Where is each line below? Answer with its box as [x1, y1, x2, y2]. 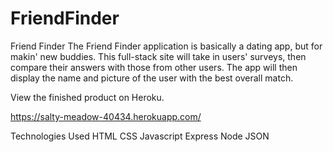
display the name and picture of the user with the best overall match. [10, 72, 294, 84]
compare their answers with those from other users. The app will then [10, 61, 298, 73]
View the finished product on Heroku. [10, 91, 165, 103]
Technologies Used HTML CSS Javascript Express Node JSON [10, 130, 270, 142]
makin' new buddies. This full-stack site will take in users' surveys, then [10, 50, 307, 62]
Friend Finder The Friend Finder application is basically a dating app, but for [10, 40, 323, 52]
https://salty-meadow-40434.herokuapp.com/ [10, 110, 202, 122]
